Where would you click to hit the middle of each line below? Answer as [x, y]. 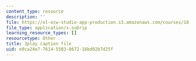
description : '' [26, 17]
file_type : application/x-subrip [47, 28]
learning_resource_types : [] [41, 33]
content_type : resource [35, 11]
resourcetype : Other [31, 38]
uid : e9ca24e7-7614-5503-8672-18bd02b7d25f [60, 49]
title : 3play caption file [39, 44]
